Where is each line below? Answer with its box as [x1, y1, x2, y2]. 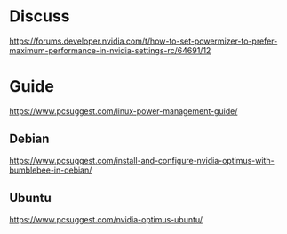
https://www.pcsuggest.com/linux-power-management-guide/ [9, 105, 238, 117]
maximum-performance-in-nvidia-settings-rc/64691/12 [9, 44, 211, 55]
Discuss [9, 6, 70, 27]
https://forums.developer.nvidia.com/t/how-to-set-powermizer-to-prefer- [9, 36, 278, 46]
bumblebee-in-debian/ [9, 165, 92, 175]
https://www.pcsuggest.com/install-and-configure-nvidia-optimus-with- [9, 155, 275, 165]
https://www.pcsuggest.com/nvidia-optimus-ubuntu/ [9, 214, 203, 224]
